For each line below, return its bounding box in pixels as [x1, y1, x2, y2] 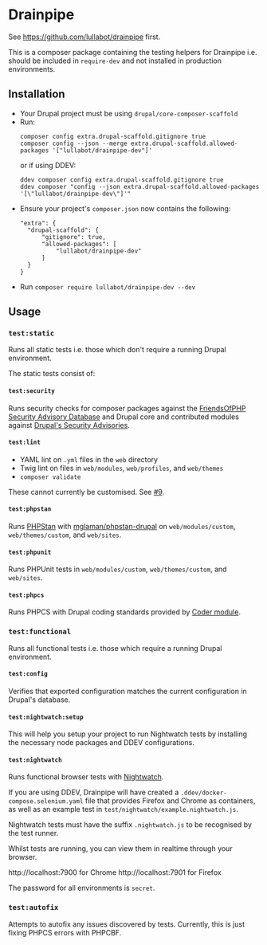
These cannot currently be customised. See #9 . [8, 487, 165, 496]
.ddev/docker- [180, 789, 227, 798]
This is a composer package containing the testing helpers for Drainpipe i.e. [8, 47, 257, 57]
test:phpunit [8, 548, 52, 556]
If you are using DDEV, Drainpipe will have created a [8, 787, 179, 798]
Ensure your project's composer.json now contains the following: [19, 203, 231, 213]
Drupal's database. [8, 695, 71, 704]
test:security [8, 387, 56, 395]
